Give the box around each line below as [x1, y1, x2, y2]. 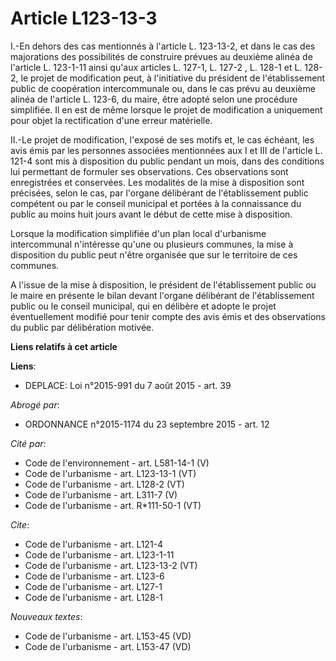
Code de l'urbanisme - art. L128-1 [24, 591, 163, 603]
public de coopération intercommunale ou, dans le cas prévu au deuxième [10, 82, 316, 94]
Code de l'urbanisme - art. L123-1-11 [24, 548, 175, 561]
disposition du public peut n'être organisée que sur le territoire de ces [10, 248, 298, 261]
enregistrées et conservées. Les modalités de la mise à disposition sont [10, 176, 305, 188]
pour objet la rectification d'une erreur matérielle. [10, 114, 213, 126]
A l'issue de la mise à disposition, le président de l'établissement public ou [10, 278, 317, 291]
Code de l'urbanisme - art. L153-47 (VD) [24, 640, 192, 652]
